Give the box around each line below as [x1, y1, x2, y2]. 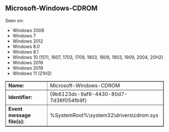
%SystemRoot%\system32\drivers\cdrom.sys [50, 111, 158, 118]
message [8, 111, 31, 118]
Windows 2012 [12, 38, 44, 44]
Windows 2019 [12, 65, 44, 71]
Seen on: [5, 17, 24, 23]
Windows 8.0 [12, 43, 40, 50]
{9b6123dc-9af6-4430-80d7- [50, 91, 128, 98]
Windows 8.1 [12, 49, 39, 55]
